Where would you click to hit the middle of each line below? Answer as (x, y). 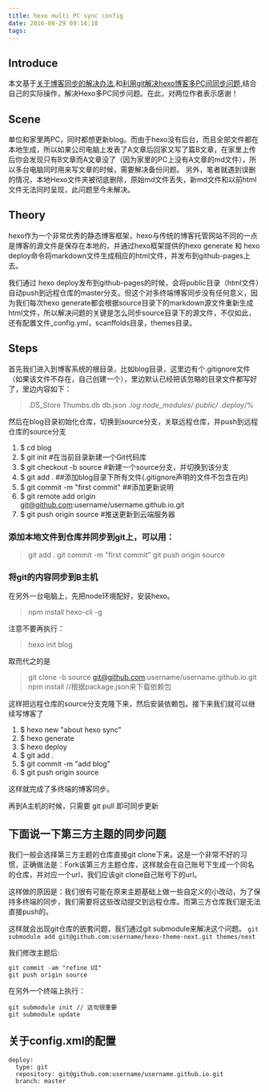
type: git (32, 1067)
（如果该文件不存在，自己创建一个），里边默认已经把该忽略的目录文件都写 (129, 378)
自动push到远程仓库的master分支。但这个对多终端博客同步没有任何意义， (129, 293)
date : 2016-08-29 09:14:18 (53, 23)
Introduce (33, 63)
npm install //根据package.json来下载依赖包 (100, 687)
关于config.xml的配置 (62, 1041)
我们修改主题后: (34, 953)
